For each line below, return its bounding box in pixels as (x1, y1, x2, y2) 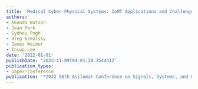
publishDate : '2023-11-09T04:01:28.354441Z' (6, 57, 117, 63)
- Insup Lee (6, 47, 35, 53)
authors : (6, 14, 28, 20)
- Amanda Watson (6, 19, 46, 25)
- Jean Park (6, 25, 35, 31)
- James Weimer (6, 42, 44, 47)
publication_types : (6, 63, 54, 69)
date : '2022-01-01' (6, 52, 54, 58)
